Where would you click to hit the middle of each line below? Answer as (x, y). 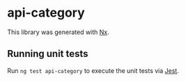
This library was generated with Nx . (58, 32)
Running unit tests (48, 54)
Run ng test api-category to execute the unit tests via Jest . (93, 70)
